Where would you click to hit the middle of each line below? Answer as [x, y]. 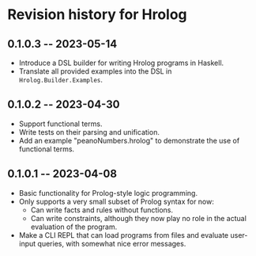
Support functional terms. [60, 124]
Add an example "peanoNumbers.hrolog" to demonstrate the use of [129, 140]
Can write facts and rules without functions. [102, 210]
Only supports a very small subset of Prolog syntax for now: [116, 201]
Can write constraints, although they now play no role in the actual [138, 218]
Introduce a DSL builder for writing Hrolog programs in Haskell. [121, 63]
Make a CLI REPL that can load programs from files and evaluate [124, 235]
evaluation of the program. [74, 227]
